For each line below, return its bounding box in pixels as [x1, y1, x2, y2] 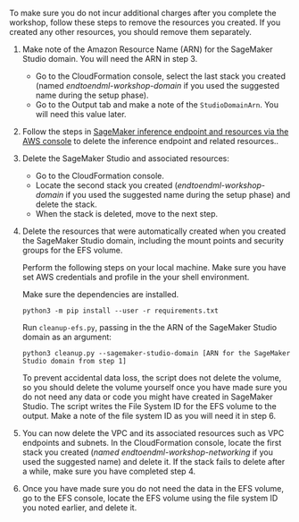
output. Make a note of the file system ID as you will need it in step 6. [21, 411, 277, 421]
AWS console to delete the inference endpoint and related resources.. [21, 136, 279, 146]
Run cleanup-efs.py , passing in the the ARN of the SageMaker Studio [21, 322, 278, 332]
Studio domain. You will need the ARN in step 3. [21, 54, 198, 64]
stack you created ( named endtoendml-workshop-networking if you [21, 447, 274, 458]
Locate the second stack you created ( [35, 180, 179, 191]
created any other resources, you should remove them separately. [9, 27, 253, 37]
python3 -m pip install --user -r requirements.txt [21, 306, 219, 315]
